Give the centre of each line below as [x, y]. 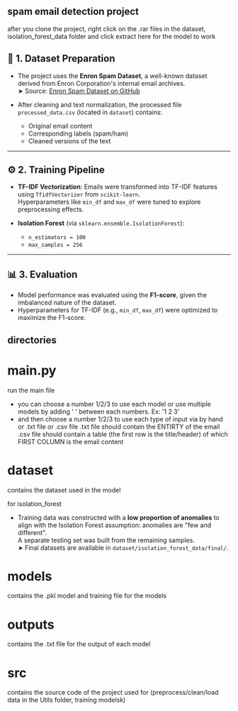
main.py [32, 370]
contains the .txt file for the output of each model [79, 644]
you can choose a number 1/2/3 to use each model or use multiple [114, 404]
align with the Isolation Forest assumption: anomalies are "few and [114, 525]
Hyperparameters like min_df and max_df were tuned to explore [109, 202]
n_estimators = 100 [57, 238]
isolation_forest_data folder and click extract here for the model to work [112, 36]
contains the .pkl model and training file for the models [87, 596]
